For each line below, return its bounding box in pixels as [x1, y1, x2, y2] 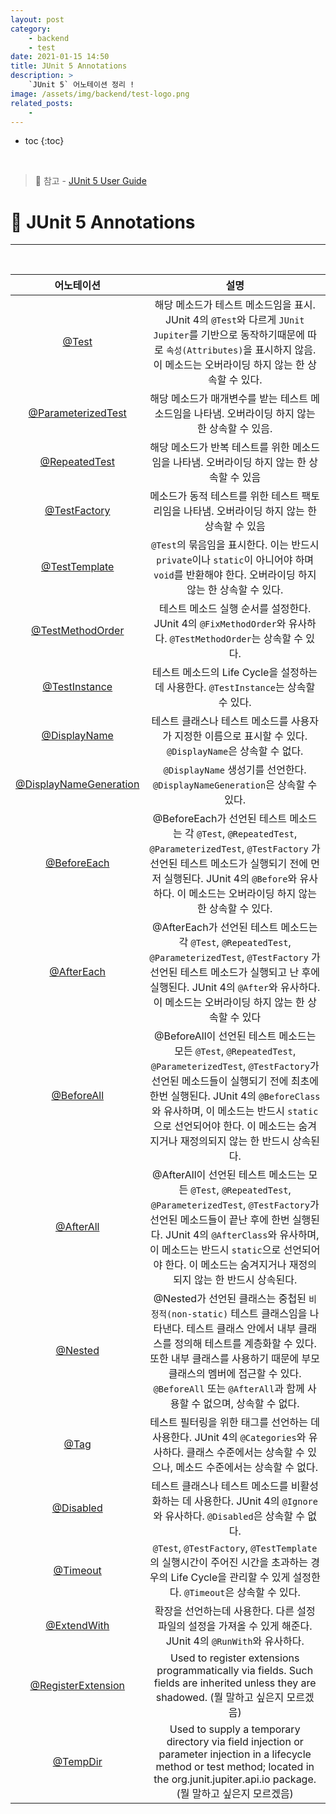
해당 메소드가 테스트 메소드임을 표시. [154, 298, 316, 312]
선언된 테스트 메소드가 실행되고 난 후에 [149, 966, 321, 980]
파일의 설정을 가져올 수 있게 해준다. [157, 1619, 313, 1633]
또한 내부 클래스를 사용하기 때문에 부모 [149, 1352, 321, 1366]
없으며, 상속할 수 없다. [203, 1397, 300, 1411]
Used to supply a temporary [169, 1722, 301, 1736]
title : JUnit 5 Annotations [10, 61, 128, 71]
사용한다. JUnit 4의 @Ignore [193, 1494, 318, 1508]
